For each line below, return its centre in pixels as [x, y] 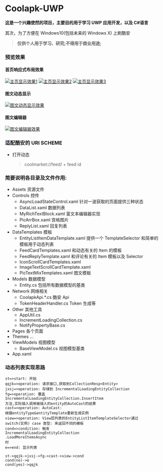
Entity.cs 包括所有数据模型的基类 [52, 285]
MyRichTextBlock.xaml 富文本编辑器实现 [60, 214]
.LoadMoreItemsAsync [26, 437]
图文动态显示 [18, 94]
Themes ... [23, 336]
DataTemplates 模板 [32, 232]
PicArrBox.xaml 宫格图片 [44, 220]
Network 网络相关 [30, 291]
